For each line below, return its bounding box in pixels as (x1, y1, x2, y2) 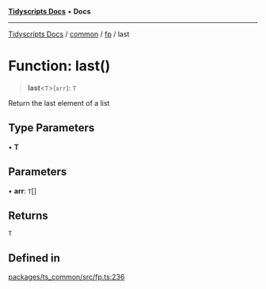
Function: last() (8, 57, 111, 75)
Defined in (8, 251, 61, 265)
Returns (8, 208, 49, 222)
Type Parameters (8, 122, 95, 135)
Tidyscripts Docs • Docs (8, 7, 91, 16)
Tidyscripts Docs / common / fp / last (8, 29, 130, 39)
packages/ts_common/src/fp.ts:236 (8, 272, 125, 282)
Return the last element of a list (8, 98, 110, 107)
